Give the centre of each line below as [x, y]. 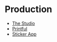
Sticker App [24, 34]
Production [28, 9]
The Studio [23, 23]
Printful [19, 28]
